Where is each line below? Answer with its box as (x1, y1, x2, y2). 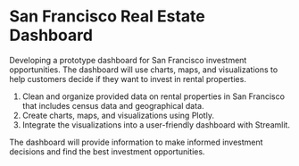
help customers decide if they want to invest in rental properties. (9, 73, 247, 84)
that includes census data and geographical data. (21, 100, 204, 111)
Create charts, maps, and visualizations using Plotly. (21, 110, 214, 120)
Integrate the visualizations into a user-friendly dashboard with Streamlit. (21, 119, 290, 130)
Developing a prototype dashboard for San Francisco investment (9, 54, 247, 65)
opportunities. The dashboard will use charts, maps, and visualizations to (9, 64, 278, 75)
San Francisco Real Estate (9, 6, 205, 27)
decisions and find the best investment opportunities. (9, 145, 205, 157)
